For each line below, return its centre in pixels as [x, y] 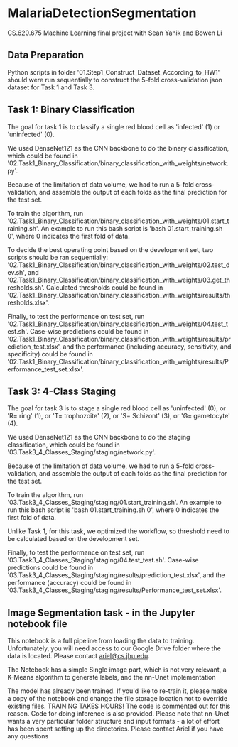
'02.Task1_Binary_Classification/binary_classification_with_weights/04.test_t [118, 324]
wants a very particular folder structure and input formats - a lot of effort [114, 721]
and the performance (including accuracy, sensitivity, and [147, 347]
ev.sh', [17, 272]
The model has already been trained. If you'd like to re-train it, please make [117, 691]
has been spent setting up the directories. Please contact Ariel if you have [115, 729]
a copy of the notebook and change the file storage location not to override [118, 699]
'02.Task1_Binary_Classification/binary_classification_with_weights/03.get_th [119, 280]
